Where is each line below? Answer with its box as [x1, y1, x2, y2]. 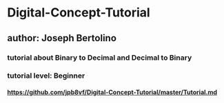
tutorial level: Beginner [7, 71, 85, 80]
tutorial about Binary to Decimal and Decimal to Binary [7, 53, 192, 62]
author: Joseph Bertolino [7, 32, 117, 44]
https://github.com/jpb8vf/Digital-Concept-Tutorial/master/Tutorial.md [7, 88, 218, 97]
